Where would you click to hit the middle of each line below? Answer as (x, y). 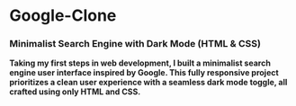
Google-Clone (63, 16)
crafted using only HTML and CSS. (75, 92)
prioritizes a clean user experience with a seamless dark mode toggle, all (148, 83)
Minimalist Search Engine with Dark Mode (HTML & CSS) (135, 44)
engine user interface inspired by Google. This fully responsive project (144, 73)
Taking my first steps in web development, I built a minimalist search (140, 63)
